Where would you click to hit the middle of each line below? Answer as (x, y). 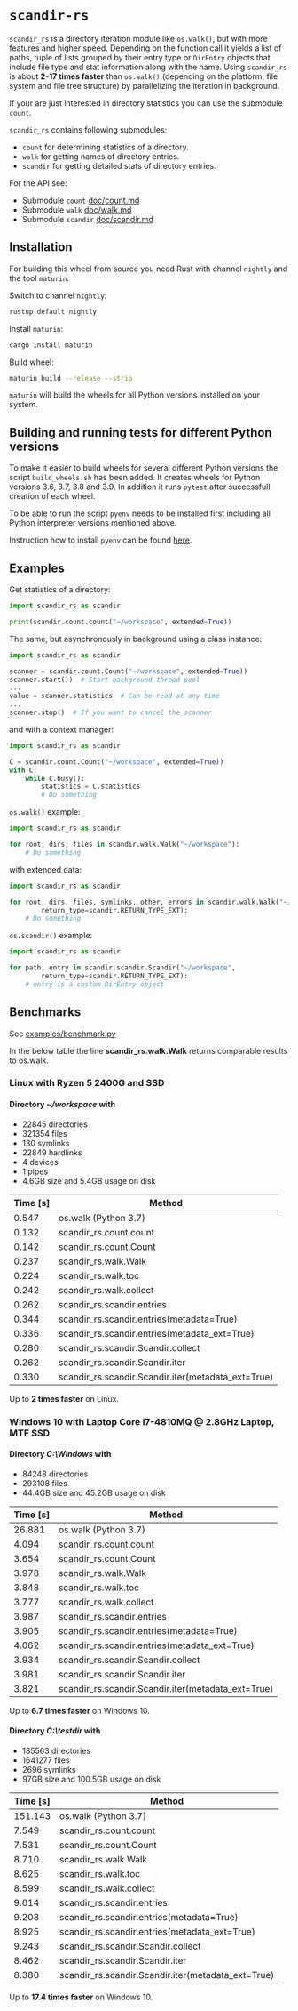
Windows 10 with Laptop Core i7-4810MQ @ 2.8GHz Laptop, (142, 1421)
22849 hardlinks (52, 1152)
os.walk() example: (45, 812)
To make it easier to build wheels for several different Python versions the (144, 468)
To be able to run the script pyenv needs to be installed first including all (140, 513)
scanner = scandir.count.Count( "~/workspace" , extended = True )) (129, 671)
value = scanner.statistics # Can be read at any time (114, 696)
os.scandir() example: (51, 936)
